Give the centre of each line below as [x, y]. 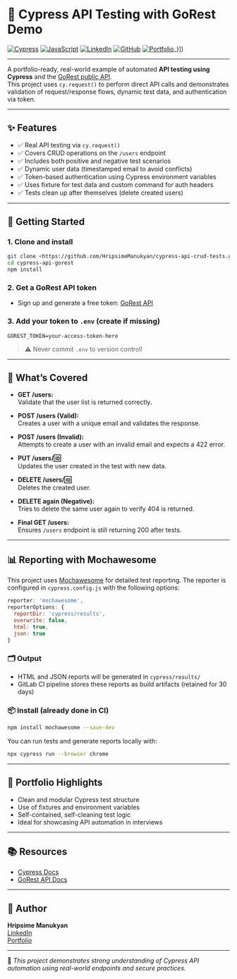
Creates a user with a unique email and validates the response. [109, 423]
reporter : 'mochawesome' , [45, 601]
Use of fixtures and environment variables [78, 807]
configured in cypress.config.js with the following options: [93, 588]
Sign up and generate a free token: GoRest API [85, 303]
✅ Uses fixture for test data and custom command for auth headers [115, 184]
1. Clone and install [40, 242]
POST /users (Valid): [48, 416]
